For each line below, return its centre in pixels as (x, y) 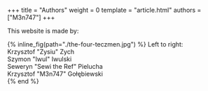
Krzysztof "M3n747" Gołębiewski (55, 74)
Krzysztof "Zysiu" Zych (41, 52)
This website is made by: (43, 31)
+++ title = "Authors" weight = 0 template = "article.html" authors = (104, 10)
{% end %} (23, 81)
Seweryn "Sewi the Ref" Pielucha (55, 66)
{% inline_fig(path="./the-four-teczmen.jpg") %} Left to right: (95, 44)
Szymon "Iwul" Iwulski (40, 59)
